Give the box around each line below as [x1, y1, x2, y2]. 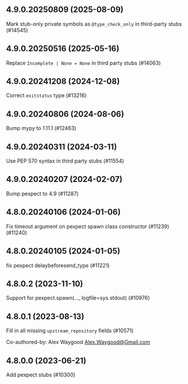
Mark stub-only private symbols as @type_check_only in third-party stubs [6, 20, 182, 27]
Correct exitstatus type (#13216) [6, 92, 87, 99]
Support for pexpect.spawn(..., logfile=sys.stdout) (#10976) [6, 294, 150, 302]
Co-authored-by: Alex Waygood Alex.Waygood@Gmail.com [6, 339, 150, 346]
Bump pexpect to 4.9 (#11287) [6, 190, 79, 197]
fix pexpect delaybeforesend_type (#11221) [6, 261, 110, 269]
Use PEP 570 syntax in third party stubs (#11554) [6, 157, 125, 164]
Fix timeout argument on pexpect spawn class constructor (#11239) [6, 223, 169, 230]
